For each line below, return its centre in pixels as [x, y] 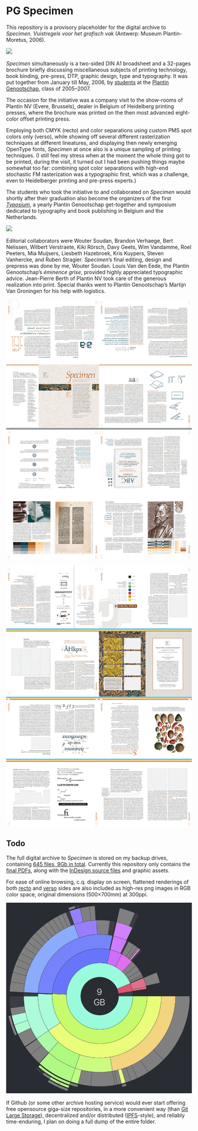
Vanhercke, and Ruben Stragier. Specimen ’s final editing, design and [89, 259]
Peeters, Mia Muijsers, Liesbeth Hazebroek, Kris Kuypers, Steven [85, 253]
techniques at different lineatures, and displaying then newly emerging [92, 142]
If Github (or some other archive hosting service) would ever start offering [96, 1103]
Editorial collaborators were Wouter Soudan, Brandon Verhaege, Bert [90, 240]
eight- [183, 112]
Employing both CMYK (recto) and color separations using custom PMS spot [99, 130]
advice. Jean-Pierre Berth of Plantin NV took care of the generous [86, 278]
